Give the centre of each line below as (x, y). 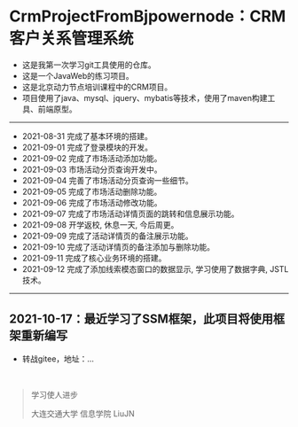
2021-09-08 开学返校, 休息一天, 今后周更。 (100, 224)
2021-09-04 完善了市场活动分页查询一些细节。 (107, 180)
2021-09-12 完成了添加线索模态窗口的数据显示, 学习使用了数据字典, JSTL (155, 268)
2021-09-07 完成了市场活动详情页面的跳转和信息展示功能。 (130, 213)
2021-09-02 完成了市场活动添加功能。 (92, 158)
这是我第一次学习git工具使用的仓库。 (89, 65)
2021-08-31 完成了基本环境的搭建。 (87, 136)
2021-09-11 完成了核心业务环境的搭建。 (94, 258)
